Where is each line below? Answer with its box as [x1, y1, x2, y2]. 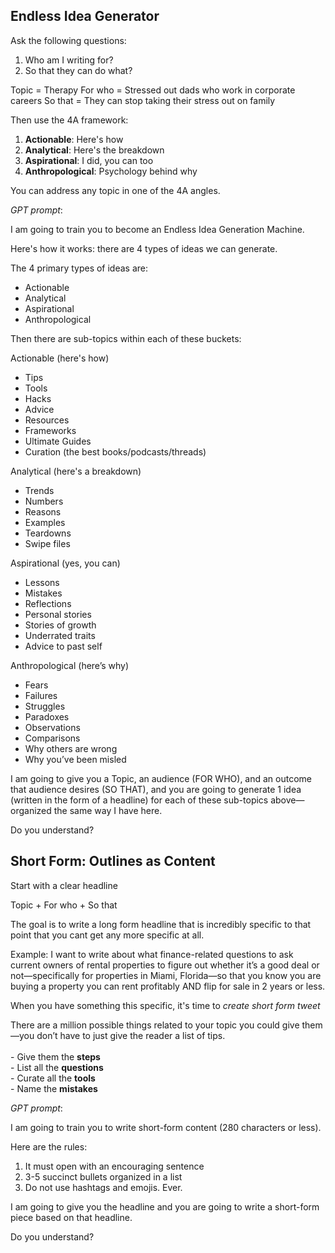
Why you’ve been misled [24, 753, 127, 765]
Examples [24, 516, 66, 528]
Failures [24, 689, 58, 701]
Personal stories [24, 608, 92, 620]
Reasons [24, 505, 62, 518]
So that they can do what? [24, 64, 133, 76]
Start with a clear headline [10, 879, 118, 891]
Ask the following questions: [10, 34, 127, 46]
